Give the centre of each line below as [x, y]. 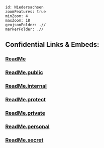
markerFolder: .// [24, 29]
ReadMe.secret [24, 140]
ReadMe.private [25, 113]
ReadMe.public [24, 72]
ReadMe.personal [27, 126]
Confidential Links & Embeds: [52, 45]
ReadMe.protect [26, 100]
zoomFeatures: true [26, 12]
